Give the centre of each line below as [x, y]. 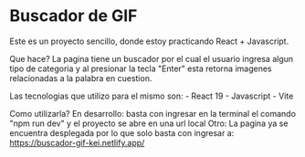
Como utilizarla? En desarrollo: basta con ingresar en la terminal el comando [153, 113]
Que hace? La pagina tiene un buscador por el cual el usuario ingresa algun [152, 58]
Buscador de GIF [74, 16]
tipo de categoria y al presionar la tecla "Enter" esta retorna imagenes [141, 68]
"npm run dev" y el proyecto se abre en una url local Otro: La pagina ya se [149, 123]
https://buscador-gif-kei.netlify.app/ [77, 142]
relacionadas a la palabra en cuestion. [81, 78]
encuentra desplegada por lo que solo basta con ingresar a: [122, 132]
